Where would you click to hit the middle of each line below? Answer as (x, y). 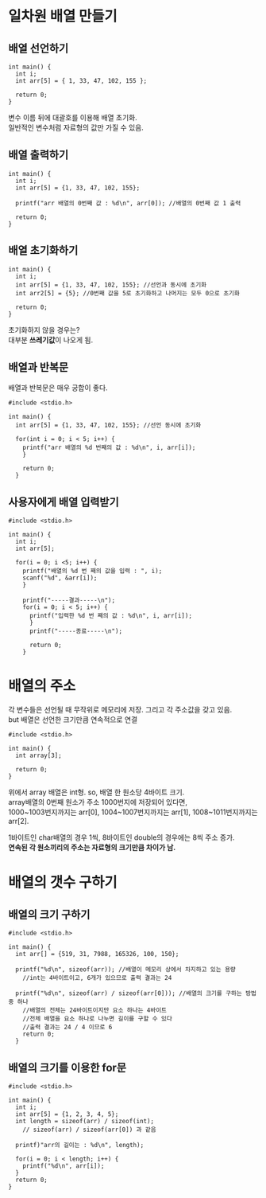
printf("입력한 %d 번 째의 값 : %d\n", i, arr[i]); (111, 616)
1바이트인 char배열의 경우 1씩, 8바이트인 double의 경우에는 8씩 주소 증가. (122, 837)
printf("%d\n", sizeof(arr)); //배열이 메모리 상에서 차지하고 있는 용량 (126, 970)
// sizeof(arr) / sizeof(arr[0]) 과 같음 (89, 1130)
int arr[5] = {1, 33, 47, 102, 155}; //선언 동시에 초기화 (108, 425)
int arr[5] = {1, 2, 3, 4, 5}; (67, 1114)
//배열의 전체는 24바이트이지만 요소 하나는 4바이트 (95, 1011)
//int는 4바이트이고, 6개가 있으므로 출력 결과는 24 (97, 978)
